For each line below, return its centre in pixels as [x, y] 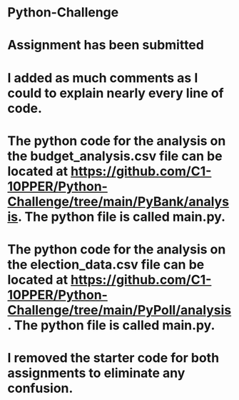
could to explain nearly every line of [116, 93]
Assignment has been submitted [106, 45]
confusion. [40, 388]
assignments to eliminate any [96, 373]
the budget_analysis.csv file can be [115, 156]
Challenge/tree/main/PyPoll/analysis [119, 310]
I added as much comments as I [103, 77]
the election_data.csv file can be [106, 264]
